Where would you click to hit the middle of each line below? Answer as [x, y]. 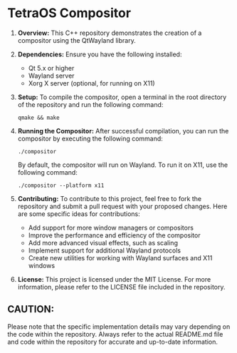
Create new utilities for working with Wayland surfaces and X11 [120, 257]
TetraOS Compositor [69, 13]
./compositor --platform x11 [61, 185]
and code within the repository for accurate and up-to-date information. [113, 342]
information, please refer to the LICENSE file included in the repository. [121, 287]
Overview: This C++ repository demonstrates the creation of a [110, 33]
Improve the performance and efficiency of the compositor [114, 235]
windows [42, 265]
